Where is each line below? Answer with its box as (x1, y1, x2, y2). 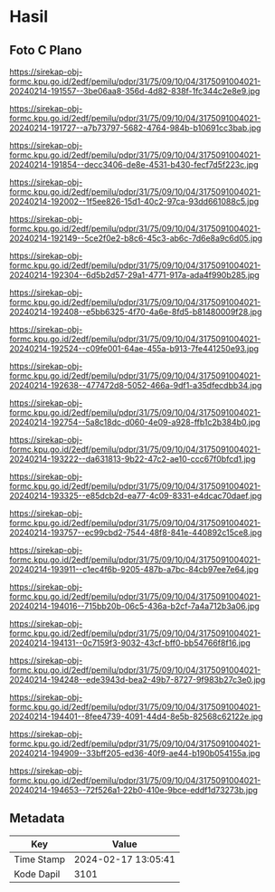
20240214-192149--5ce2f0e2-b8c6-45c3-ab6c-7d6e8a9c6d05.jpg (9, 233, 263, 244)
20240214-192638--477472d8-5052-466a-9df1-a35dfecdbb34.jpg (9, 380, 262, 390)
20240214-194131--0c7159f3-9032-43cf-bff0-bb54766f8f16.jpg (9, 638, 251, 648)
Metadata (9, 810, 65, 826)
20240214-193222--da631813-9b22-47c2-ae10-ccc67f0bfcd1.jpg (9, 454, 256, 464)
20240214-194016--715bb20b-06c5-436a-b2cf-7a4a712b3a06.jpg (9, 600, 260, 611)
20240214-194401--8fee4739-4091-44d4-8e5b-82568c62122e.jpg (9, 711, 263, 722)
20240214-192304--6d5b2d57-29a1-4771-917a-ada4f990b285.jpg (9, 270, 260, 280)
